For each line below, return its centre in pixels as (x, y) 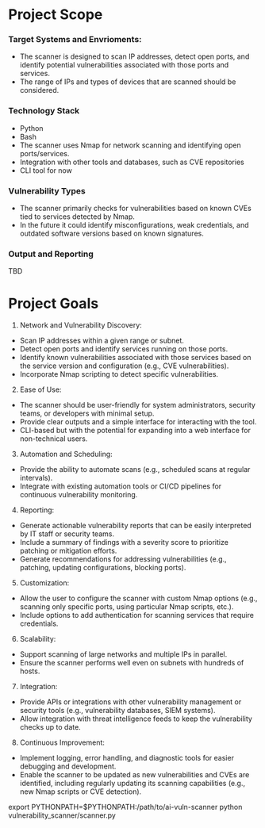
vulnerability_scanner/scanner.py (62, 815)
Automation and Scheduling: (66, 454)
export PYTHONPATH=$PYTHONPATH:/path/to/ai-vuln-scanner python (125, 807)
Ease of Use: (40, 389)
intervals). (36, 478)
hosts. (30, 671)
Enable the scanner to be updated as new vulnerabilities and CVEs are (134, 775)
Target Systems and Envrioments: (75, 40)
